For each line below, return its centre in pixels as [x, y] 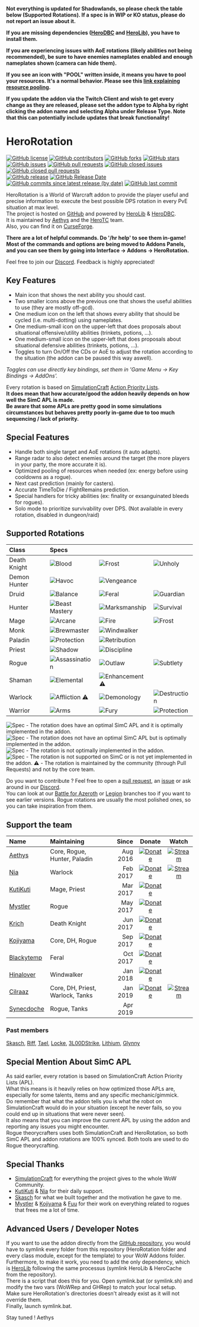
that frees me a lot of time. [47, 1210]
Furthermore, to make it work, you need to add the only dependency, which [98, 1262]
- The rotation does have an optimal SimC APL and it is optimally [104, 725]
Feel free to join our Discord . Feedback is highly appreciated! [81, 262]
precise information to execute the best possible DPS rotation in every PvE [97, 201]
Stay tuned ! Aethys [30, 1318]
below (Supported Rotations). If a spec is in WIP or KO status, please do [96, 15]
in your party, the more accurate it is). [61, 464]
